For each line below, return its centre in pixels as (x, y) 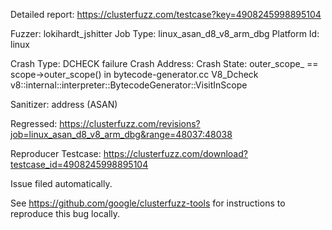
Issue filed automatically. (61, 183)
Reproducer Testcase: (56, 153)
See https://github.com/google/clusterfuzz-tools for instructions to (148, 203)
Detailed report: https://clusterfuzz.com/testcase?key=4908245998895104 (166, 14)
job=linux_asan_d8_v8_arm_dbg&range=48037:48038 (121, 134)
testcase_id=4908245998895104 (79, 164)
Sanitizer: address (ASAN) (64, 104)
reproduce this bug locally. (65, 213)
